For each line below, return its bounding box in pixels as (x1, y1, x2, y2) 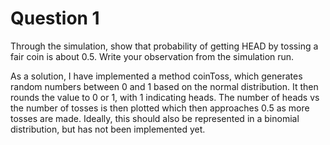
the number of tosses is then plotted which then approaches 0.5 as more (10, 102, 310, 114)
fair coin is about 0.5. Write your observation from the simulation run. (10, 50, 295, 62)
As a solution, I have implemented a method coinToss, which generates (10, 70, 303, 82)
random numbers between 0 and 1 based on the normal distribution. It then (10, 80, 319, 92)
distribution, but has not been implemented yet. (10, 123, 206, 135)
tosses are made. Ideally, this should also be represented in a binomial (10, 112, 300, 124)
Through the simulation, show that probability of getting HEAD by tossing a (10, 40, 319, 52)
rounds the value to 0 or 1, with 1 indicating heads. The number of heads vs (10, 91, 320, 103)
